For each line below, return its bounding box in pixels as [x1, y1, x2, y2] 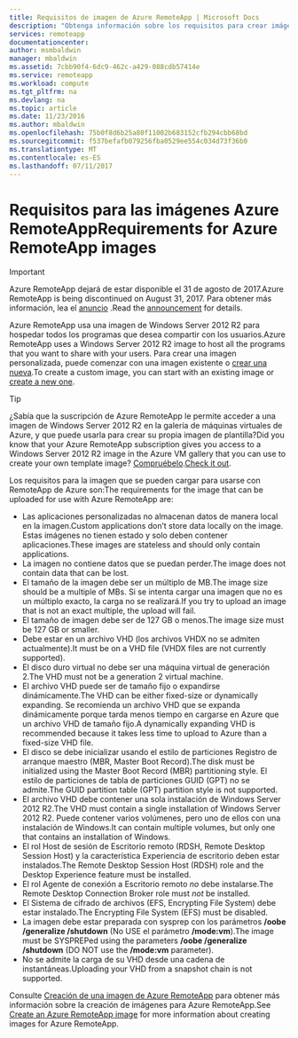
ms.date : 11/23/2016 [9, 112, 86, 121]
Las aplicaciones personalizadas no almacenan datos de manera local [21, 511, 278, 522]
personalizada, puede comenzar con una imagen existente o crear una [9, 358, 268, 368]
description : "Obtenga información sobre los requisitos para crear [9, 21, 268, 30]
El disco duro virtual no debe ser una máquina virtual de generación [21, 662, 271, 672]
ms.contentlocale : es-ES [9, 153, 101, 162]
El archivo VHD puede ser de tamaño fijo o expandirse [21, 680, 221, 692]
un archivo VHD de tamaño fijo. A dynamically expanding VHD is [21, 719, 255, 729]
